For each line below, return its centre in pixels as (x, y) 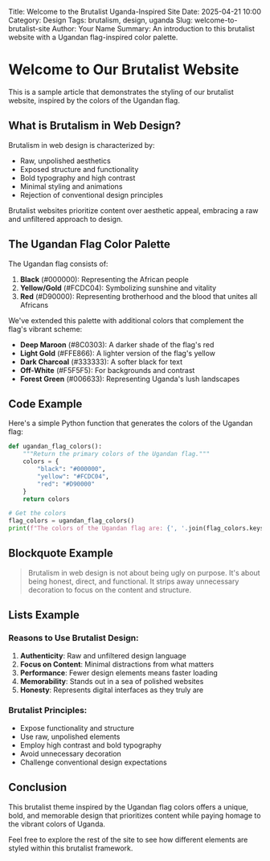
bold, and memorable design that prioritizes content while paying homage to (135, 815)
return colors (46, 499)
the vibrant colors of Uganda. (57, 824)
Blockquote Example (61, 553)
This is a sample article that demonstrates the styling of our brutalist (121, 92)
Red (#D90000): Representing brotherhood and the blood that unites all (139, 296)
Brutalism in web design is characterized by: (82, 145)
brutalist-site (29, 29)
